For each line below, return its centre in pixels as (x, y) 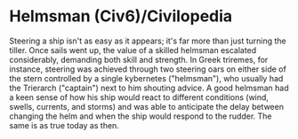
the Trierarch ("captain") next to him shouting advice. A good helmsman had (149, 88)
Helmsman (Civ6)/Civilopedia (121, 16)
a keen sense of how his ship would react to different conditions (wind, (139, 97)
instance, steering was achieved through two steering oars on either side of (148, 69)
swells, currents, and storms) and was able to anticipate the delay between (147, 106)
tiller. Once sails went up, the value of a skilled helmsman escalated (133, 50)
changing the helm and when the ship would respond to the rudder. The (141, 116)
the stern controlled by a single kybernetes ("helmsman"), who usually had (146, 78)
